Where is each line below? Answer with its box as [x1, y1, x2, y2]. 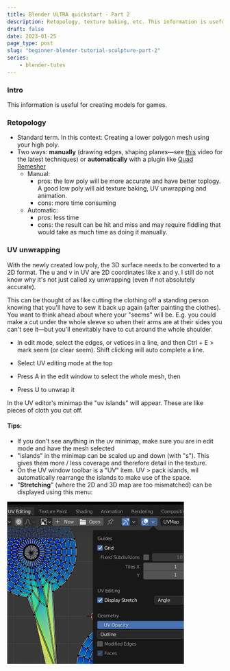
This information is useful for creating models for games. [7, 101, 168, 109]
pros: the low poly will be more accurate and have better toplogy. [37, 177, 221, 185]
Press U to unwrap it [16, 385, 75, 393]
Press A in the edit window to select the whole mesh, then [16, 372, 181, 380]
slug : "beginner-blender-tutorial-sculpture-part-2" [7, 47, 161, 54]
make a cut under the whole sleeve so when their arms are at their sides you [7, 317, 222, 326]
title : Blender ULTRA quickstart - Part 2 [7, 11, 130, 18]
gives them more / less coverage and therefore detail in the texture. [16, 459, 207, 467]
